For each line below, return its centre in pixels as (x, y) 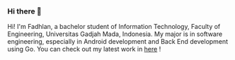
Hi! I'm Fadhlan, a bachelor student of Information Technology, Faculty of (114, 27)
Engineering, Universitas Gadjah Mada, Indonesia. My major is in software (115, 34)
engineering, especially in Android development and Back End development (118, 42)
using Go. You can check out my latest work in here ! (84, 49)
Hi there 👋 (25, 11)
